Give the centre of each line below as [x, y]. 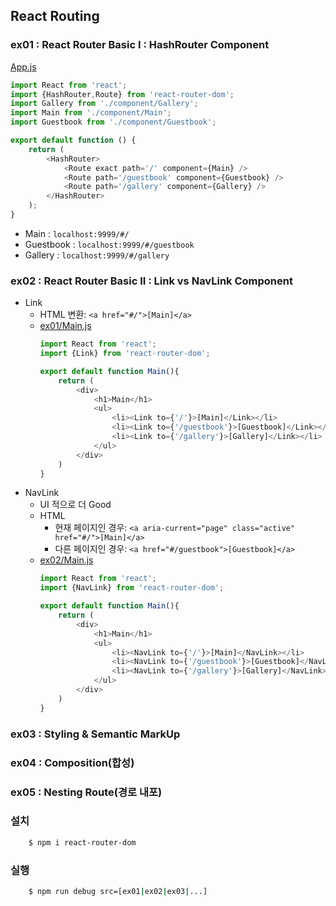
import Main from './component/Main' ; [91, 113]
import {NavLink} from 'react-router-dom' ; [132, 588]
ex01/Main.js [65, 326]
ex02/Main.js [66, 560]
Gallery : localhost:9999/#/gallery [97, 255]
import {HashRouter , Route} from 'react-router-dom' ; [122, 94]
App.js [23, 66]
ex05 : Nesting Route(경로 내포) [86, 792]
